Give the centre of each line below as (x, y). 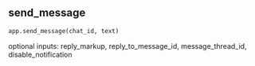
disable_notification (41, 54)
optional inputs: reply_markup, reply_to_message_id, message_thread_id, (127, 46)
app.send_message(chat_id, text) (64, 31)
